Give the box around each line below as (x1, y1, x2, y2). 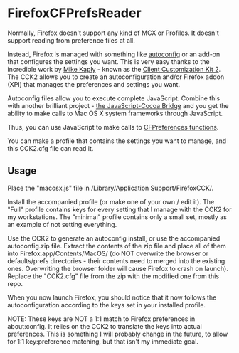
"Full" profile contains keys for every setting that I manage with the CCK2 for (7, 205, 232, 214)
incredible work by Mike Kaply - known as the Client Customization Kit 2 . (7, 65, 221, 73)
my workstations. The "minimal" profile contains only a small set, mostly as (7, 212, 228, 221)
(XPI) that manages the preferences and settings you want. (7, 80, 180, 88)
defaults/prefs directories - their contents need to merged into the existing (7, 256, 225, 265)
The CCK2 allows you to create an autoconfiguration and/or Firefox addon (7, 73, 225, 81)
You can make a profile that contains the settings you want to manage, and (7, 137, 227, 145)
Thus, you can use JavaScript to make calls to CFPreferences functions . (7, 122, 219, 131)
